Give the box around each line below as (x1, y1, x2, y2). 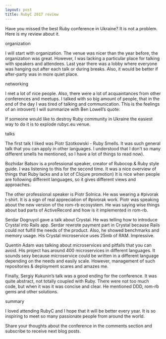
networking (5, 80, 29, 87)
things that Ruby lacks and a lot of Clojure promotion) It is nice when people (5, 171, 160, 177)
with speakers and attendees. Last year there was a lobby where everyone (5, 61, 158, 67)
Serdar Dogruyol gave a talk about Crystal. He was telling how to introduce (5, 216, 158, 222)
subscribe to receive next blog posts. (5, 328, 81, 334)
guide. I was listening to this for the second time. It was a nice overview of (5, 166, 157, 172)
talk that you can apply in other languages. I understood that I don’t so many (5, 145, 161, 151)
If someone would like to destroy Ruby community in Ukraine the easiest (5, 116, 153, 122)
